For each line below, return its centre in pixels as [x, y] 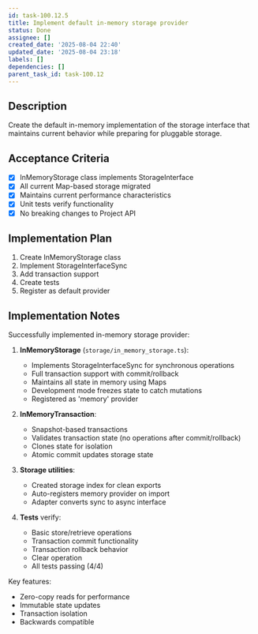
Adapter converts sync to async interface [99, 502]
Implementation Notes [64, 315]
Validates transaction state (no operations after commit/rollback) [136, 438]
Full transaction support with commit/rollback [105, 374]
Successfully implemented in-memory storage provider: [99, 335]
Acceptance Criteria [59, 158]
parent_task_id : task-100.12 [56, 74]
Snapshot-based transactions [79, 430]
